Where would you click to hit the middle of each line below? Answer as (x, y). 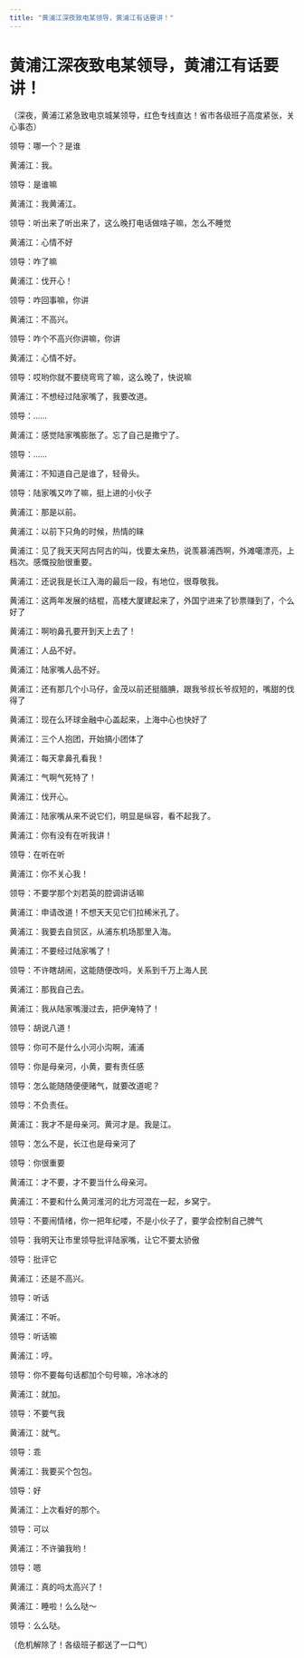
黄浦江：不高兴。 (41, 319)
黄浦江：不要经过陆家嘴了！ (61, 951)
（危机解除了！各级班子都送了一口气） (81, 1644)
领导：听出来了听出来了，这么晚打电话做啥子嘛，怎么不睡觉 (120, 222)
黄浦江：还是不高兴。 (49, 1278)
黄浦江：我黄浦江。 (45, 203)
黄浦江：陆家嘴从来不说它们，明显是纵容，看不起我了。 (112, 815)
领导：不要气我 (37, 1413)
